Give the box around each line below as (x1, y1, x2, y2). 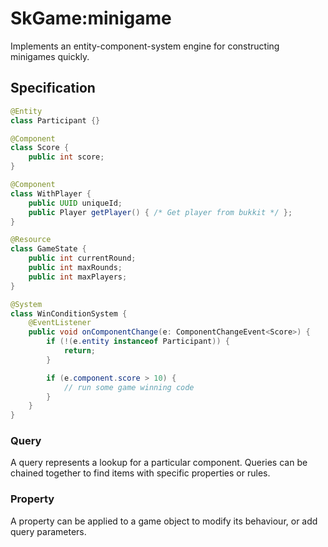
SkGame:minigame (10, 7, 172, 30)
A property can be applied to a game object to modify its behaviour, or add (10, 515, 318, 527)
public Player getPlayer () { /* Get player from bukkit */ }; (28, 207, 293, 217)
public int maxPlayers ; (28, 272, 128, 282)
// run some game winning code (63, 382, 195, 392)
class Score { (10, 143, 70, 153)
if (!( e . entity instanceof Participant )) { (46, 337, 230, 347)
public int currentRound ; (28, 253, 137, 264)
